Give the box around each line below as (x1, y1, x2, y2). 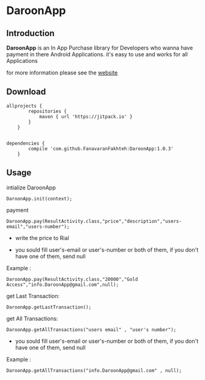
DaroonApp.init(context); (6, 195, 72, 202)
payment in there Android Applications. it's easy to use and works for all (6, 51, 188, 58)
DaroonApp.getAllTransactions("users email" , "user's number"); (6, 326, 176, 333)
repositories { (28, 108, 67, 114)
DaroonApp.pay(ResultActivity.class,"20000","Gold (6, 276, 138, 282)
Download (6, 87, 46, 97)
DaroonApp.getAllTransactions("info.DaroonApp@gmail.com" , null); (6, 367, 182, 373)
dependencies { (6, 140, 45, 147)
